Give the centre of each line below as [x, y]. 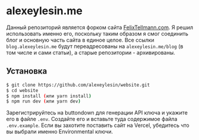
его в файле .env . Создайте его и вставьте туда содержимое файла [92, 119]
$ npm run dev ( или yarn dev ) [44, 101]
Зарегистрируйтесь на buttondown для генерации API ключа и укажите [97, 113]
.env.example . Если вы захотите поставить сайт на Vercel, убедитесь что [98, 125]
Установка [27, 71]
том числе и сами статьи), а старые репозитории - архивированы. [91, 52]
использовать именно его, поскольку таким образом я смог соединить [97, 33]
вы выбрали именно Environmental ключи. [60, 132]
